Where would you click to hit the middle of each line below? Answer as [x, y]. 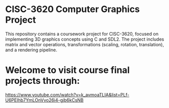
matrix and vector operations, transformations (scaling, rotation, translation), [84, 44]
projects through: [43, 81]
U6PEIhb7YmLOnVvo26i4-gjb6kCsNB [44, 100]
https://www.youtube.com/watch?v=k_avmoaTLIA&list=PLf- [67, 94]
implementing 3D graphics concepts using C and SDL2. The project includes [85, 39]
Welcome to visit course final [68, 70]
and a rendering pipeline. [31, 50]
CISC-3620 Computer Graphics [73, 9]
